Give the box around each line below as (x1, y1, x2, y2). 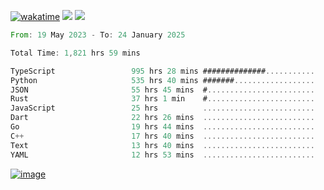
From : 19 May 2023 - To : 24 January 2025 (10, 30, 186, 40)
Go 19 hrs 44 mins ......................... (10, 122, 315, 132)
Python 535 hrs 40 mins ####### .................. (10, 75, 315, 85)
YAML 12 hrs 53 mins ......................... (10, 150, 315, 160)
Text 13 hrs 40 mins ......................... (10, 140, 315, 150)
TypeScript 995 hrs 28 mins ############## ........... (10, 66, 315, 76)
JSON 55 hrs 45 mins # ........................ (10, 85, 315, 95)
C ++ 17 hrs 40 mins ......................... (10, 131, 315, 141)
